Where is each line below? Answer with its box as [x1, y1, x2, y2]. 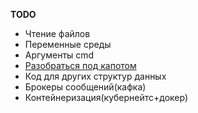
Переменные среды [24, 39, 112, 50]
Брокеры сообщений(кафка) [24, 81, 147, 93]
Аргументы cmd [24, 49, 95, 61]
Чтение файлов [24, 28, 91, 39]
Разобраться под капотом [24, 60, 137, 71]
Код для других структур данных [24, 70, 167, 82]
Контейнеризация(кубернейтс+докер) [24, 92, 189, 103]
